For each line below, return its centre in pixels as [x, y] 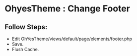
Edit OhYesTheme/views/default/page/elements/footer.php [72, 39]
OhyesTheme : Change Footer [67, 9]
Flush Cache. [25, 49]
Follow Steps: [26, 27]
